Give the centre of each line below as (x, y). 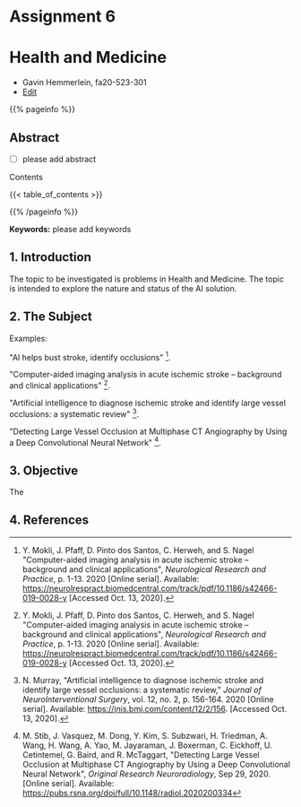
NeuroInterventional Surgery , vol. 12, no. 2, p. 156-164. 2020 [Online (148, 699)
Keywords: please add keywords (70, 229)
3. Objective (44, 470)
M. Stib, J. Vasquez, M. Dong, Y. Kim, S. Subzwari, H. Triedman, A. (145, 735)
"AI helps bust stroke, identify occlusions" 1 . (90, 356)
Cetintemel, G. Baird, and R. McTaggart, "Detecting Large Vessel (141, 754)
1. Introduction (50, 257)
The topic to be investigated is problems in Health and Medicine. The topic (147, 279)
